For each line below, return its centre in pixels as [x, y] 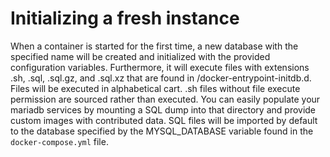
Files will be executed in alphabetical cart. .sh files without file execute [155, 88]
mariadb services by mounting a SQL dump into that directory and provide [163, 109]
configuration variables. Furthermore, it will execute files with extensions [160, 67]
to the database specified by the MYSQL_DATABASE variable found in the [162, 131]
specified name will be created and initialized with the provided [140, 56]
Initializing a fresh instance [125, 18]
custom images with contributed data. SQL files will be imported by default [164, 120]
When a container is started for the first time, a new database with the [154, 46]
